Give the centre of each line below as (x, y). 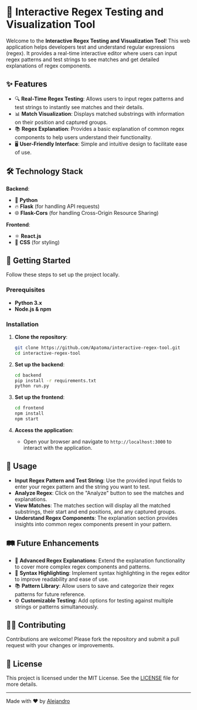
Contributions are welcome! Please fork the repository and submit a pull (93, 639)
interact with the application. (58, 447)
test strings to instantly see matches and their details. (79, 107)
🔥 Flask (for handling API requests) (57, 206)
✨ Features (27, 84)
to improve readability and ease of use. (62, 579)
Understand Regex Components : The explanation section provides (96, 518)
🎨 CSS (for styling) (37, 242)
